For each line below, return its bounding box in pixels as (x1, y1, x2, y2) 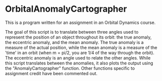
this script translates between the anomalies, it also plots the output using (5, 60, 154, 66)
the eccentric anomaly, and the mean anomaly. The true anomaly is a (5, 39, 144, 45)
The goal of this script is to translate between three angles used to (5, 29, 139, 35)
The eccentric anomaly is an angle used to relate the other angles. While (5, 55, 151, 61)
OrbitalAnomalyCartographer (5, 3, 127, 15)
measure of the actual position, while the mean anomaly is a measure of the (5, 44, 158, 50)
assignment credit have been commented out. (5, 70, 98, 76)
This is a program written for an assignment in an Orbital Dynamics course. (5, 20, 156, 25)
